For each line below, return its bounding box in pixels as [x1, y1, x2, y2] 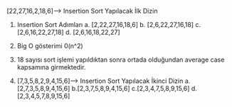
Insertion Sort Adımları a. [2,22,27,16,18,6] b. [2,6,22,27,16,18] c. [16, 21, 201, 28]
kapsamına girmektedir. [16, 63, 86, 71]
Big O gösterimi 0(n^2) [16, 42, 83, 50]
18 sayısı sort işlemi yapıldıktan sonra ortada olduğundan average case [16, 55, 225, 64]
